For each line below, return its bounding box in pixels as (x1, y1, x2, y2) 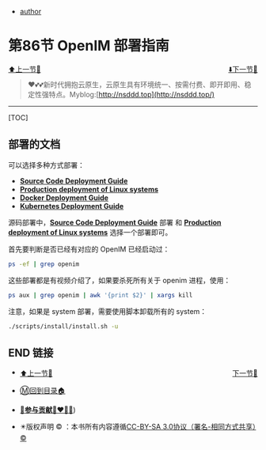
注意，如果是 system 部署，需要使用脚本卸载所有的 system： (8, 306, 207, 316)
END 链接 (8, 346, 54, 359)
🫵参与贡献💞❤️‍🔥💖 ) (19, 405, 76, 414)
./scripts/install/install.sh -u (8, 322, 119, 331)
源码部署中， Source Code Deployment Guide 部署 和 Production (8, 217, 222, 227)
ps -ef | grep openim (8, 260, 80, 268)
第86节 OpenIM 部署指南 (8, 37, 169, 55)
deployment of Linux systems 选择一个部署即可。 (8, 227, 173, 236)
